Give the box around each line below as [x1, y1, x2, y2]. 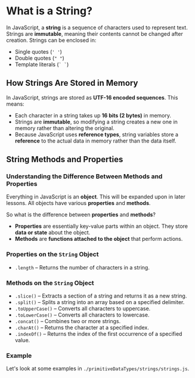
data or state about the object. [14, 229, 91, 236]
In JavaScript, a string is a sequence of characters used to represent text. [6, 24, 188, 31]
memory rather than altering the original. [14, 124, 114, 132]
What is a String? [6, 4, 92, 18]
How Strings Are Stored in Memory [6, 78, 138, 88]
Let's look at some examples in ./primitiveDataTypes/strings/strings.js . [6, 365, 190, 372]
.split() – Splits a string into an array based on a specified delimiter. [14, 299, 185, 306]
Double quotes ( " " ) [14, 54, 64, 61]
